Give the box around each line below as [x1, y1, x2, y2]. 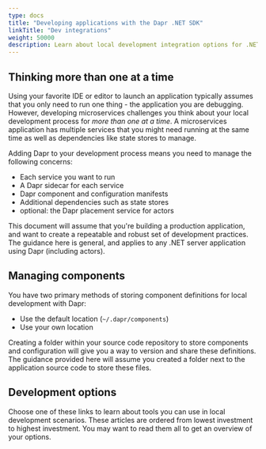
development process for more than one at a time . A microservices [8, 116, 227, 126]
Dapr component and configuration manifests [19, 189, 169, 198]
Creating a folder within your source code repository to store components [8, 338, 249, 347]
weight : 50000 [8, 33, 55, 42]
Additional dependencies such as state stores [19, 197, 169, 206]
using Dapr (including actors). [8, 246, 105, 255]
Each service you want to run [19, 172, 116, 182]
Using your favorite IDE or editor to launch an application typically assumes [8, 91, 253, 100]
